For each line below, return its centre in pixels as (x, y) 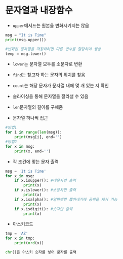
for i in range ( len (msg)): (34, 133)
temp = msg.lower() (26, 54)
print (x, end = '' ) (33, 151)
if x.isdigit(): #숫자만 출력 (44, 209)
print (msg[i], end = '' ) (38, 137)
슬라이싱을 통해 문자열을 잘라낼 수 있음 (50, 96)
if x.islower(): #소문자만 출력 (45, 190)
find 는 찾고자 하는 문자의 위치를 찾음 (49, 75)
